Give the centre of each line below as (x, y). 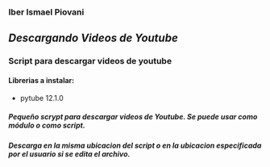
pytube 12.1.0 (42, 98)
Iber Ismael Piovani (46, 12)
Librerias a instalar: (42, 80)
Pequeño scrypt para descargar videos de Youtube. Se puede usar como (133, 117)
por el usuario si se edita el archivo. (69, 154)
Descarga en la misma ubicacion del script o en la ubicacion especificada (135, 146)
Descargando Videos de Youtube (93, 38)
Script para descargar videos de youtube (90, 61)
